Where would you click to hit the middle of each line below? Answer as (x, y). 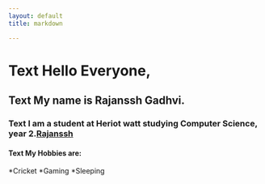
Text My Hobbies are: (45, 153)
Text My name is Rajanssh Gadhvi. (97, 101)
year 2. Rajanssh (41, 133)
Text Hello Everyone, (80, 71)
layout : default (36, 16)
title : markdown (36, 24)
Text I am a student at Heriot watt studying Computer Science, (133, 124)
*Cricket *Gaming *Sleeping (57, 171)
